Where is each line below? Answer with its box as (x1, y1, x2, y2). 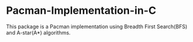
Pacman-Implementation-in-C (6, 4, 157, 17)
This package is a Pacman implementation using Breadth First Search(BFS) (6, 23, 188, 30)
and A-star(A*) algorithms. (6, 29, 71, 36)
